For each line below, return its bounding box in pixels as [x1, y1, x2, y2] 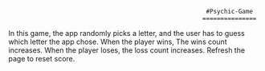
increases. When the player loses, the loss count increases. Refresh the [8, 45, 246, 55]
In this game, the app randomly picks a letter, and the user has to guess [8, 29, 245, 37]
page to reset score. [8, 54, 75, 63]
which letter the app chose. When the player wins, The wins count [8, 37, 227, 46]
